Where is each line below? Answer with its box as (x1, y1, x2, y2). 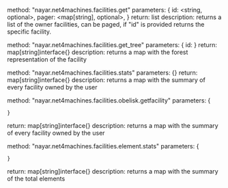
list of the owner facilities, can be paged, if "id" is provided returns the (7, 21, 205, 28)
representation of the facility (7, 55, 87, 64)
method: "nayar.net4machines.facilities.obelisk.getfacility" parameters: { (7, 96, 211, 105)
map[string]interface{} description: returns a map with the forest (7, 48, 188, 56)
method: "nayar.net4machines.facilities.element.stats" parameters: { (7, 142, 199, 150)
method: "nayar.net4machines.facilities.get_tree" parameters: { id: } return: (7, 41, 217, 49)
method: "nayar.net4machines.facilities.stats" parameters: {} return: (7, 68, 198, 77)
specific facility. (7, 27, 52, 36)
